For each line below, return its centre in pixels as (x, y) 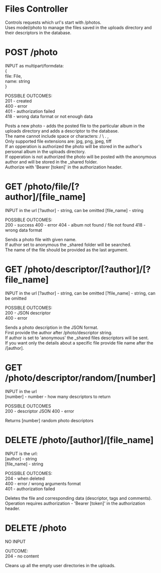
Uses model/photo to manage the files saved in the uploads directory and (78, 27)
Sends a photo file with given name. (41, 239)
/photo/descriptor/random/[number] (80, 378)
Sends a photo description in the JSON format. (52, 327)
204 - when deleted (25, 478)
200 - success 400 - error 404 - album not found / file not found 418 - (75, 225)
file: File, (14, 76)
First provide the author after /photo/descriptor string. (59, 332)
